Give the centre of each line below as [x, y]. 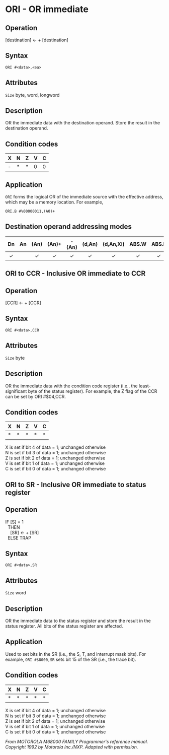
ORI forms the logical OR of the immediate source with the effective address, [84, 197]
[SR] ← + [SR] [24, 532]
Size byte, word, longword [32, 95]
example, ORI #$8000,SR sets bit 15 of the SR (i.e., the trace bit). [71, 659]
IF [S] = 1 [14, 522]
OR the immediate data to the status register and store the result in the [78, 621]
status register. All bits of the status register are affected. [64, 626]
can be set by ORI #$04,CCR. [36, 396]
